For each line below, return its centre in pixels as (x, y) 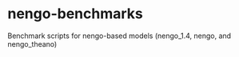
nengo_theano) (32, 44)
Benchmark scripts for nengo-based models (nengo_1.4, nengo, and (119, 36)
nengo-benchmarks (75, 14)
